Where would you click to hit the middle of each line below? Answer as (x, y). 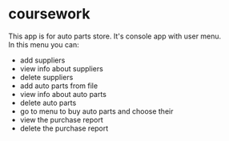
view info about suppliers (62, 68)
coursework (49, 14)
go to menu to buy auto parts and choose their (96, 111)
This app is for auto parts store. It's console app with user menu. (115, 36)
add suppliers (42, 60)
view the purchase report (62, 119)
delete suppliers (46, 77)
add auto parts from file (59, 86)
